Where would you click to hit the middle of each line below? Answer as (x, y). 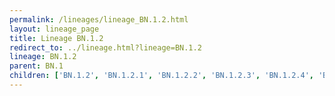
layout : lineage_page (54, 29)
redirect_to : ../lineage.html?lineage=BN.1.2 (105, 47)
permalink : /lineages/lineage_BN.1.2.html (99, 19)
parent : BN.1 (36, 66)
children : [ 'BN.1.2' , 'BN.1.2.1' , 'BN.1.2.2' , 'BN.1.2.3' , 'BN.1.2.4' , (161, 76)
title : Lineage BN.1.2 (56, 38)
